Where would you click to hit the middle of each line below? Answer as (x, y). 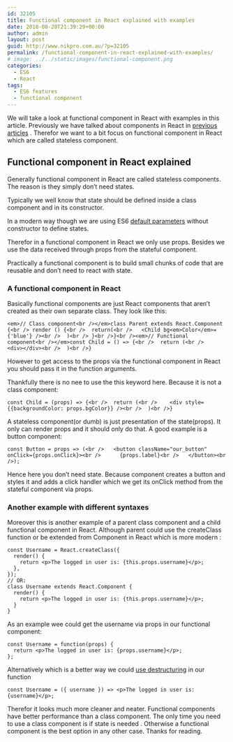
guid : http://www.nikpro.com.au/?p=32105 (68, 46)
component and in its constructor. (56, 208)
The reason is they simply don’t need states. (71, 187)
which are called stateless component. (63, 140)
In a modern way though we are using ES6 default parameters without (108, 221)
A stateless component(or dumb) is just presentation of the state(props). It (114, 422)
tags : (15, 85)
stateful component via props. (51, 489)
